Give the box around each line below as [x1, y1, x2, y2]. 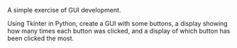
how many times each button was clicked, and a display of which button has [7, 27, 231, 35]
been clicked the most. [7, 34, 75, 42]
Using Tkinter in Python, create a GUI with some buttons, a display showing [7, 19, 228, 27]
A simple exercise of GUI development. [7, 6, 121, 14]
